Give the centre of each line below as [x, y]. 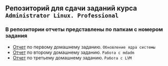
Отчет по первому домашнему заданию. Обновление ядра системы [84, 47]
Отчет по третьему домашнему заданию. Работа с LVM [72, 57]
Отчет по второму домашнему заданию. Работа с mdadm [73, 52]
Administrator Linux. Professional [62, 16]
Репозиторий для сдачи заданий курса [71, 8]
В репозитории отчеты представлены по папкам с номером [84, 29]
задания [16, 36]
